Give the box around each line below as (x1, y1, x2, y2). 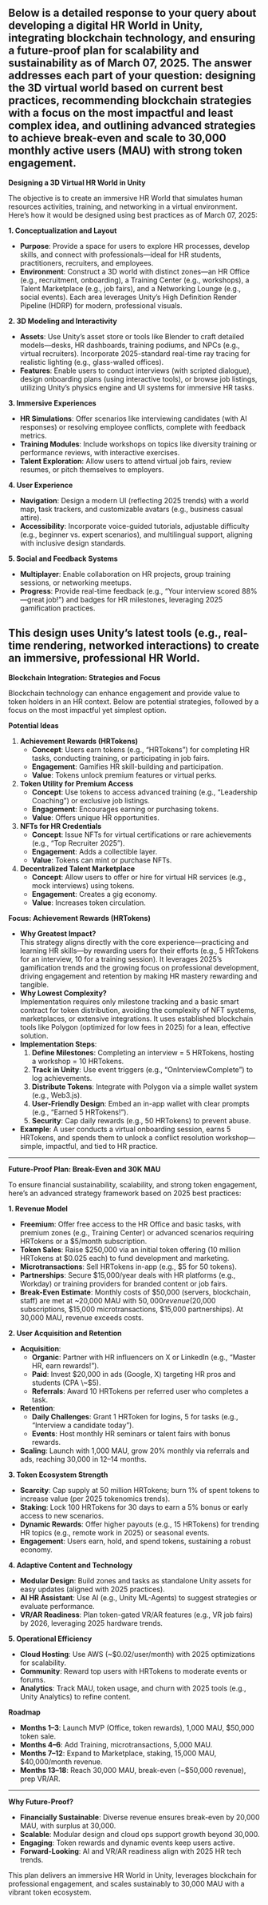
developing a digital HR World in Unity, (8, 19, 203, 33)
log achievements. (31, 1073, 93, 1083)
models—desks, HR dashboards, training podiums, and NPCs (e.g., (19, 340, 241, 350)
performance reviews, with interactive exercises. (19, 447, 180, 457)
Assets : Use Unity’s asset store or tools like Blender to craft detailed (19, 331, 245, 341)
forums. (19, 1675, 46, 1684)
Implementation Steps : (19, 1039, 97, 1049)
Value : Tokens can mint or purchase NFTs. (31, 855, 172, 865)
